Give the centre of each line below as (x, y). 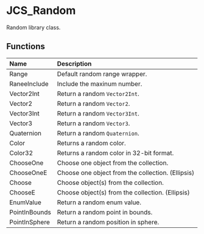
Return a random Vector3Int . (98, 113)
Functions (26, 46)
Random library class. (33, 27)
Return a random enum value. (99, 202)
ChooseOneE (28, 173)
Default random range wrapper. (102, 74)
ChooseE (22, 192)
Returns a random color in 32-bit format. (115, 153)
